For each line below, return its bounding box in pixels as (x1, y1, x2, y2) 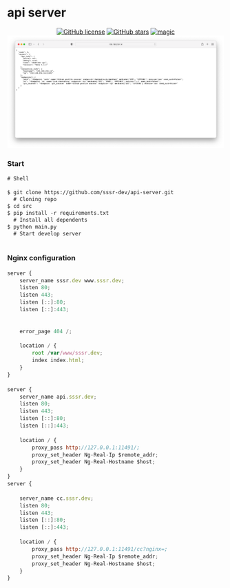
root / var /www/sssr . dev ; (32, 350, 103, 357)
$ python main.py (7, 224, 57, 231)
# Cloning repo (13, 196, 57, 203)
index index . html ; (32, 357, 85, 364)
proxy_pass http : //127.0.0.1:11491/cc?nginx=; (32, 545, 168, 552)
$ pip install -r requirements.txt (7, 210, 109, 217)
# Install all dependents (13, 217, 88, 224)
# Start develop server (13, 231, 81, 238)
